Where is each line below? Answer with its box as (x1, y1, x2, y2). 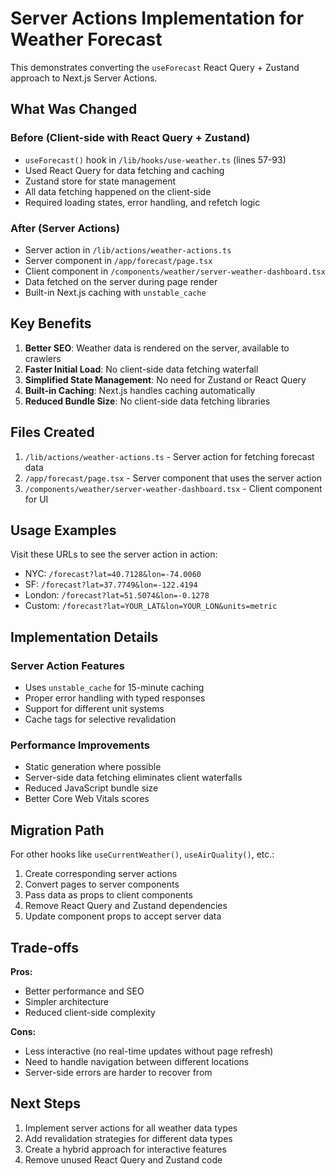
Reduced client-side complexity (24, 1006, 156, 1018)
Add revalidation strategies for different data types (24, 1132, 233, 1144)
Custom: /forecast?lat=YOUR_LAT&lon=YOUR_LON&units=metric (24, 600, 278, 612)
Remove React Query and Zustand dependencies (24, 900, 228, 912)
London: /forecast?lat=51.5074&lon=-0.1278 (24, 589, 210, 601)
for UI (24, 493, 49, 505)
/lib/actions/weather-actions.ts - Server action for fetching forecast (24, 450, 315, 462)
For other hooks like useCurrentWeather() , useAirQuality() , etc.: (10, 848, 275, 861)
